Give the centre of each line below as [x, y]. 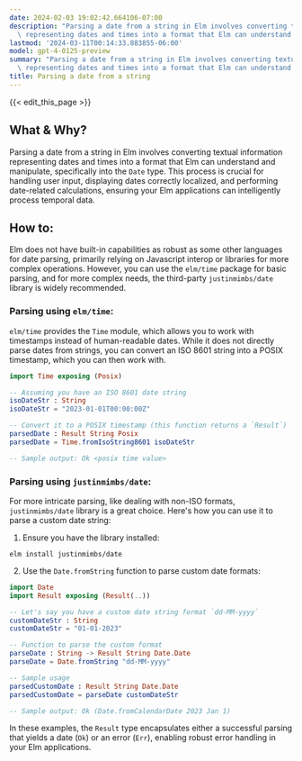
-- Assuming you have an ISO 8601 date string [98, 393]
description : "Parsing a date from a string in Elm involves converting [148, 26]
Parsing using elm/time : [62, 312]
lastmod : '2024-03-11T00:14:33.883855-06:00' [96, 43]
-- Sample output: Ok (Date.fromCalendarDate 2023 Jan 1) [120, 711]
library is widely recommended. [68, 288]
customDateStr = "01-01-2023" [66, 629]
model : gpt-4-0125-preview [60, 51]
